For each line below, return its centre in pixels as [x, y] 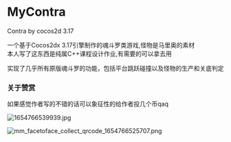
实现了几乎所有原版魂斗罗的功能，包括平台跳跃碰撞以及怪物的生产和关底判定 [115, 68]
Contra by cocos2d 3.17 [41, 31]
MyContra [37, 12]
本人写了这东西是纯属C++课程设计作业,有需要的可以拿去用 [89, 54]
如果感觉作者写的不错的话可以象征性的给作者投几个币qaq [88, 104]
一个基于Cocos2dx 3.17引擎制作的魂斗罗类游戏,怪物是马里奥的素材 [101, 45]
